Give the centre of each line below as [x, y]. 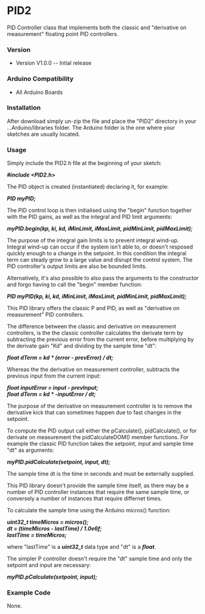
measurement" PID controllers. [46, 315]
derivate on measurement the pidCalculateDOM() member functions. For [98, 437]
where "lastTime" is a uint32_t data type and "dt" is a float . [82, 547]
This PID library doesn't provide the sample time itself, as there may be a [98, 485]
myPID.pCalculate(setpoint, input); [52, 577]
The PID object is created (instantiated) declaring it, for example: [88, 187]
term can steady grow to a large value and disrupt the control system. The [100, 260]
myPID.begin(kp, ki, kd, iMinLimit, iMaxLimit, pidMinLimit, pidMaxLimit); [100, 228]
